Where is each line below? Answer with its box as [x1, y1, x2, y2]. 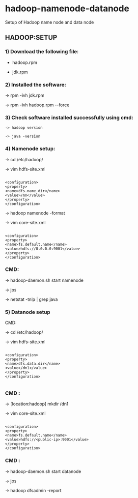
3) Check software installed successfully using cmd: [5, 114, 134, 121]
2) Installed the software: [5, 81, 66, 88]
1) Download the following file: [5, 48, 79, 55]
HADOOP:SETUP [5, 33, 57, 42]
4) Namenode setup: [5, 146, 55, 152]
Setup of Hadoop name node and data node [5, 19, 94, 25]
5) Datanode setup [5, 308, 51, 315]
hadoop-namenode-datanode [5, 3, 129, 14]
